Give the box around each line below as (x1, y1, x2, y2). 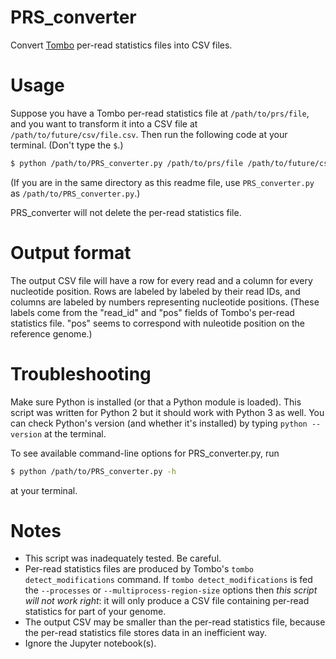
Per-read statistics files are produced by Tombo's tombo (24, 563, 255, 575)
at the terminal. (44, 427, 107, 440)
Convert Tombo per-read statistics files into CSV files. (10, 39, 233, 51)
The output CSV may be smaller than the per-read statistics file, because (24, 616, 326, 628)
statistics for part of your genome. (24, 606, 167, 618)
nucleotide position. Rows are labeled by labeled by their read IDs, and (10, 285, 301, 297)
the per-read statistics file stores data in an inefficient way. (24, 627, 268, 639)
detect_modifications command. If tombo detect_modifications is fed (24, 574, 313, 586)
